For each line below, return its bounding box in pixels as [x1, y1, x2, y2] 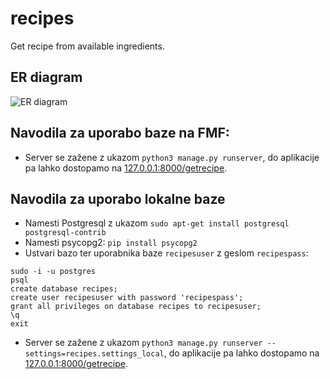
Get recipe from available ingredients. [10, 40, 165, 52]
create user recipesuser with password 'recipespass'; [10, 293, 244, 303]
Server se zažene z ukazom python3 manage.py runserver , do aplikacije [24, 151, 320, 163]
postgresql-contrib [24, 228, 107, 238]
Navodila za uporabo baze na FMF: [10, 125, 230, 142]
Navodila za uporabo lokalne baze [10, 190, 226, 207]
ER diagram [10, 69, 83, 86]
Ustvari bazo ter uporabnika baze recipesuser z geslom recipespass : [24, 247, 309, 259]
